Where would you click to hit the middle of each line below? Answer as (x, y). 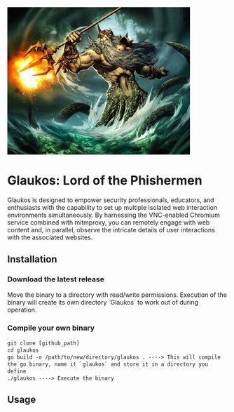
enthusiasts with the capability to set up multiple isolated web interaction (112, 207)
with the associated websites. (50, 237)
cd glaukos (23, 350)
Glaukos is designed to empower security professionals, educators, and (111, 200)
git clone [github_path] (43, 343)
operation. (22, 310)
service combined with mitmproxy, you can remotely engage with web (109, 222)
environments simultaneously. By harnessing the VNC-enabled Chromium (114, 215)
